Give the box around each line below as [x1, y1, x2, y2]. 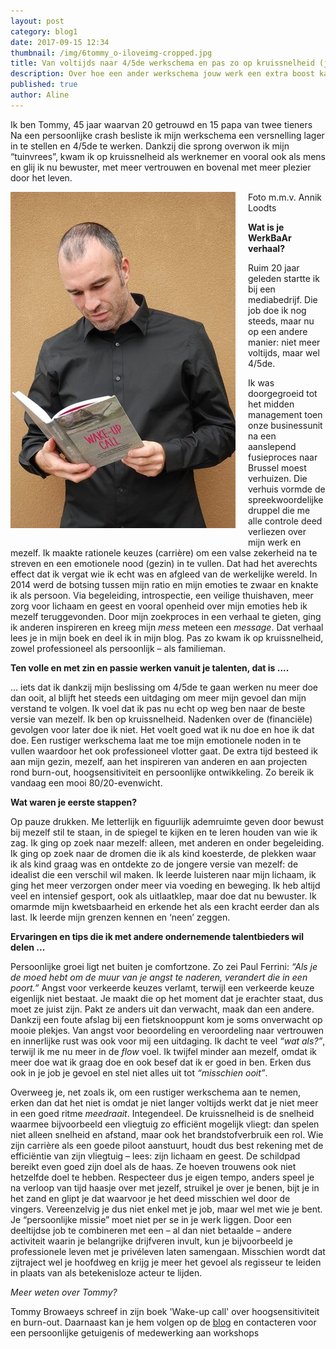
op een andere [248, 325, 308, 337]
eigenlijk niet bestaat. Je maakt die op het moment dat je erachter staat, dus [10, 992, 324, 1004]
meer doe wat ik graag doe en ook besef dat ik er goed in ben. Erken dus [10, 1056, 312, 1068]
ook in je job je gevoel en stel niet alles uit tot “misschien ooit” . [10, 1066, 268, 1079]
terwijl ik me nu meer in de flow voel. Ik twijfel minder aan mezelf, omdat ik [10, 1045, 317, 1057]
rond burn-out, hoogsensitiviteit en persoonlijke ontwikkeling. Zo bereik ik [10, 766, 315, 778]
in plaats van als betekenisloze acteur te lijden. [10, 1266, 203, 1279]
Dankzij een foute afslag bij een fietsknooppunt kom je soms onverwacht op [10, 1013, 323, 1025]
